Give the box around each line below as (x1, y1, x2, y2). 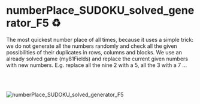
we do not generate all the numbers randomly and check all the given (6, 42, 178, 50)
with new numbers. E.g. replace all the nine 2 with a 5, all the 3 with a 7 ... (6, 61, 187, 69)
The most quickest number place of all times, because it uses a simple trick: (6, 36, 193, 43)
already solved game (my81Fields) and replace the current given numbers (6, 55, 189, 62)
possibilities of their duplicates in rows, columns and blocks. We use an (6, 48, 183, 56)
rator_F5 (6, 16, 49, 30)
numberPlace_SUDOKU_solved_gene (6, 4, 195, 17)
